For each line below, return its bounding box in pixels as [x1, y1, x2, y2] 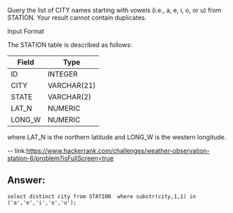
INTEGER [47, 70, 79, 79]
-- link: [7, 147, 27, 155]
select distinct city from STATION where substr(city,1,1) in [7, 193, 197, 200]
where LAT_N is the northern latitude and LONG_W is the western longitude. [7, 133, 227, 141]
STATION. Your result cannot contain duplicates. [7, 13, 147, 22]
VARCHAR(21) [47, 81, 96, 90]
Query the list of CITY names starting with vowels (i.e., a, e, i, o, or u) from [7, 6, 222, 14]
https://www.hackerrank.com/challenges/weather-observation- [26, 147, 211, 155]
